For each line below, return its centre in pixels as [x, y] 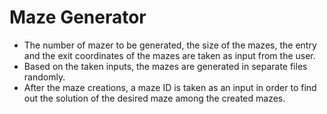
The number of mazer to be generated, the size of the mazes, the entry [170, 45]
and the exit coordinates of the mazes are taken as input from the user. [169, 55]
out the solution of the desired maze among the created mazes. [154, 98]
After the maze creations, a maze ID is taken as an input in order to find [170, 87]
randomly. [44, 77]
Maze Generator [78, 17]
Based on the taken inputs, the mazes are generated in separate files [165, 66]
